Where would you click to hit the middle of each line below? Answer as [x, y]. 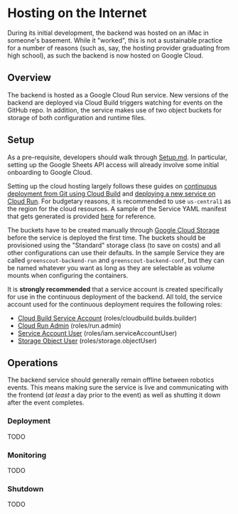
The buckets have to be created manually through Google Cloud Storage [114, 230]
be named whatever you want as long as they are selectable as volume [111, 267]
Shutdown [26, 488]
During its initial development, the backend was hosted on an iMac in [108, 33]
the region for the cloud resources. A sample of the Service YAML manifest [117, 208]
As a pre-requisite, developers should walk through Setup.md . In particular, [117, 157]
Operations [33, 363]
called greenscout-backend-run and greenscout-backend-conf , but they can [116, 260]
